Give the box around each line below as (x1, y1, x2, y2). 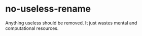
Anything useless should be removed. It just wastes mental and (5, 20, 137, 26)
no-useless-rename (5, 3, 91, 15)
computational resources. (5, 25, 59, 31)
